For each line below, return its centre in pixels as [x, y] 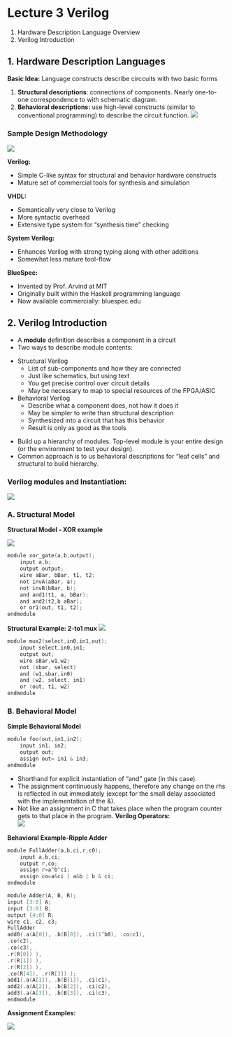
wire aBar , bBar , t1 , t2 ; [58, 575]
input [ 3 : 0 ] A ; [29, 902]
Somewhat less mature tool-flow [64, 259]
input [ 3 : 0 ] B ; [29, 908]
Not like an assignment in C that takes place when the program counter [119, 808]
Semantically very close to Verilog [66, 210]
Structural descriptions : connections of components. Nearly [105, 92]
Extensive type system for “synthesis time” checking [93, 224]
